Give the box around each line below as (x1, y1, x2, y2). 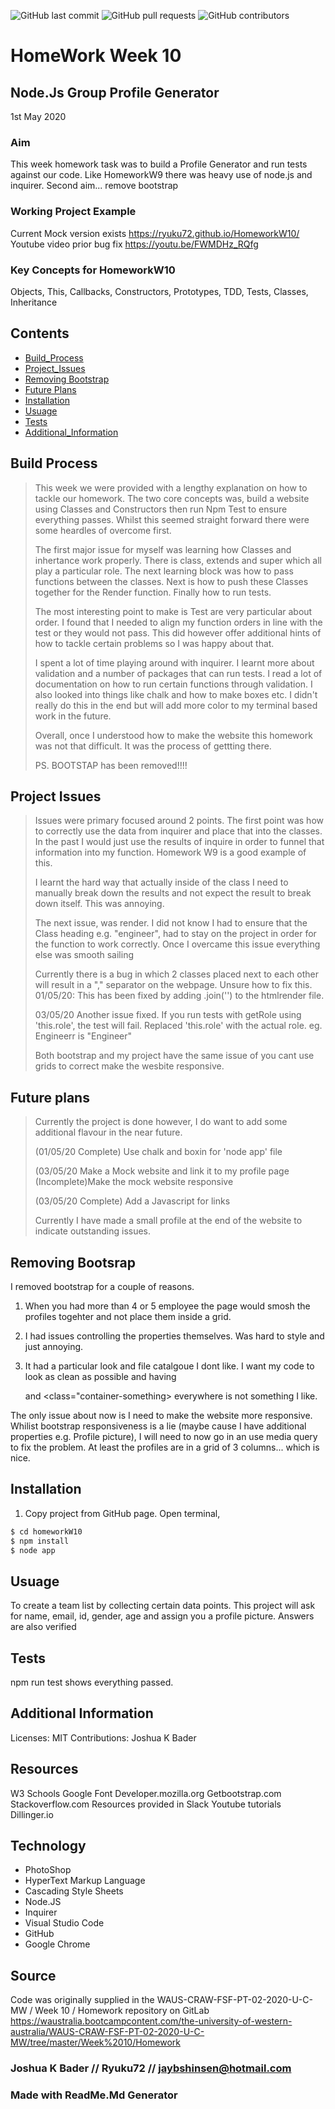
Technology (10, 1838, 87, 1855)
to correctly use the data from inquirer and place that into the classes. (34, 825, 323, 837)
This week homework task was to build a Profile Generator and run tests (10, 158, 308, 170)
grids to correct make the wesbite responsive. (34, 1060, 225, 1072)
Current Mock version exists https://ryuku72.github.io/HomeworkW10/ (10, 227, 300, 239)
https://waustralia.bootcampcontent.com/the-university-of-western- (10, 2015, 293, 2027)
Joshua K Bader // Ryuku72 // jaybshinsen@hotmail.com (10, 2061, 292, 2075)
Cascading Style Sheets (24, 1885, 124, 1897)
